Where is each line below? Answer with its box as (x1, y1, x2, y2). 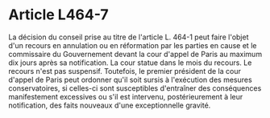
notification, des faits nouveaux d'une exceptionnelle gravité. (8, 100, 211, 110)
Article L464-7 (8, 6, 109, 24)
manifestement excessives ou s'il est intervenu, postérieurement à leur (8, 92, 243, 101)
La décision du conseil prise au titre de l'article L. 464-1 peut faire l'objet (8, 32, 249, 42)
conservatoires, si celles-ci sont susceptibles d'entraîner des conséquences (8, 83, 262, 93)
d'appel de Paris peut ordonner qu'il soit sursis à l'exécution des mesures (8, 75, 252, 84)
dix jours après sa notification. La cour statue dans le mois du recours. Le (8, 58, 252, 67)
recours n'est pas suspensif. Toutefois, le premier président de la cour (8, 66, 242, 75)
